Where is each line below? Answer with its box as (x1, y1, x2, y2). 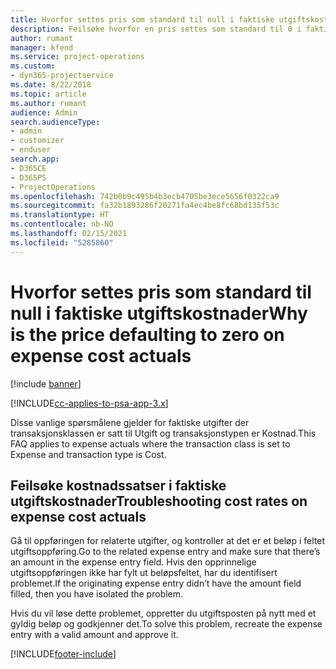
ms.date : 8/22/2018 (10, 80, 92, 90)
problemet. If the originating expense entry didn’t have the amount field (10, 577, 302, 590)
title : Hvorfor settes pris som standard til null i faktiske (10, 14, 275, 25)
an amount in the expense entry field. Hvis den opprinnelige (10, 556, 257, 568)
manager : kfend (10, 42, 74, 53)
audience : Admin (10, 107, 78, 118)
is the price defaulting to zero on (10, 323, 285, 346)
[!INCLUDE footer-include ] (10, 648, 117, 660)
